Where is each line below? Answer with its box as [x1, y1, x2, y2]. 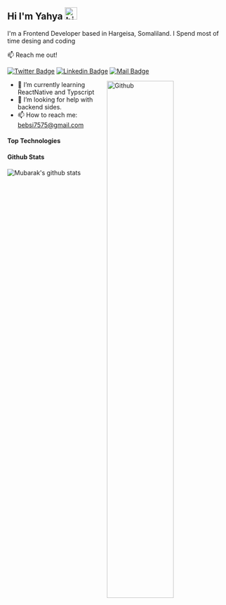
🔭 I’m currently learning [17, 80, 86, 88]
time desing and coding [7, 36, 76, 45]
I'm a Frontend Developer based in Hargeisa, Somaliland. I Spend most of [7, 29, 219, 37]
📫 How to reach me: [17, 110, 78, 119]
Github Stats [7, 153, 45, 161]
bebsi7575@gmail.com [17, 121, 84, 129]
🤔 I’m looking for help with [17, 95, 93, 104]
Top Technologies [7, 137, 61, 145]
